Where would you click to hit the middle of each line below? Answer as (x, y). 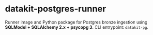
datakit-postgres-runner (56, 9)
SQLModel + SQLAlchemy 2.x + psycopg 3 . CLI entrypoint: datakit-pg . (77, 27)
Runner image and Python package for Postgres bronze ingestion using (76, 22)
